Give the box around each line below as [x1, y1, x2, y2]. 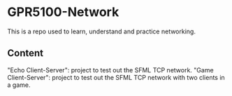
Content [7, 47, 44, 59]
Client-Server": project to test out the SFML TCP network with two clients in [7, 73, 225, 81]
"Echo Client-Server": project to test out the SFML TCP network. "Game [7, 65, 215, 74]
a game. [7, 81, 31, 89]
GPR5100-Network [7, 4, 119, 20]
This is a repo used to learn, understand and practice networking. [7, 27, 196, 35]
